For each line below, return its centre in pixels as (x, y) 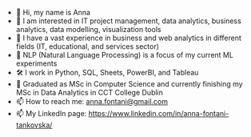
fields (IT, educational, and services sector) (88, 46)
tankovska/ (34, 125)
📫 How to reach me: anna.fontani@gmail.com (92, 101)
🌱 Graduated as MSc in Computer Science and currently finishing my (129, 84)
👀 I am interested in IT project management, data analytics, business (128, 21)
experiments (36, 63)
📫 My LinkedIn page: (51, 113)
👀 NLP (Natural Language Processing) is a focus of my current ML (125, 55)
